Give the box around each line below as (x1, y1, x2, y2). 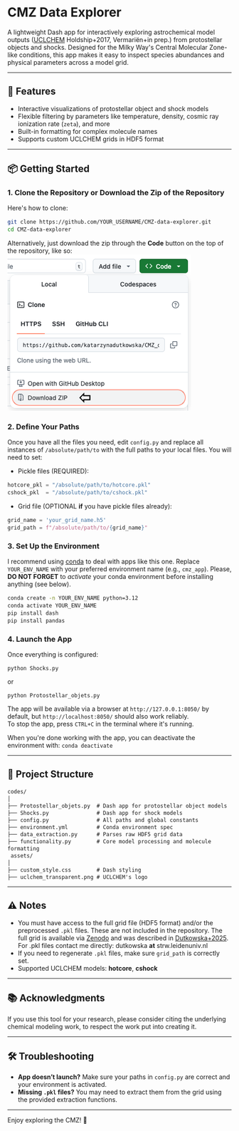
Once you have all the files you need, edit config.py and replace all (7, 438, 204, 447)
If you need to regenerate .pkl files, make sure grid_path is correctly (17, 949, 221, 957)
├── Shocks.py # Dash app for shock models (7, 809, 183, 816)
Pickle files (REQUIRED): (17, 467, 89, 476)
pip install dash (7, 610, 59, 617)
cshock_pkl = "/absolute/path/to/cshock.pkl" (7, 489, 148, 496)
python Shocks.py (7, 665, 59, 672)
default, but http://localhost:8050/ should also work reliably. (7, 712, 189, 721)
